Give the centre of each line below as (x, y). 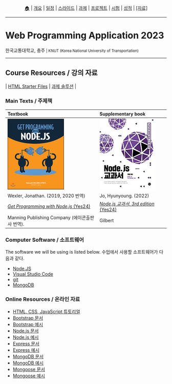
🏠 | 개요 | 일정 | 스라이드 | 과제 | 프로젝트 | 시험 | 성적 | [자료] (86, 8)
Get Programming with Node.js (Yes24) (49, 206)
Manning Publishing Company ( (40, 217)
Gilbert (107, 221)
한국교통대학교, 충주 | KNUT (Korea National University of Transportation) (72, 50)
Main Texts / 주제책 (29, 101)
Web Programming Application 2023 (85, 36)
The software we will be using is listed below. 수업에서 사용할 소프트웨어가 (82, 252)
